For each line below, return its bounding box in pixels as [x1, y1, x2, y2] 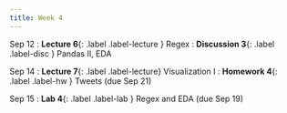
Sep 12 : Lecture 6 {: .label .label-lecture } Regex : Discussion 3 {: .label [9, 38, 275, 49]
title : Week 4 [9, 13, 64, 23]
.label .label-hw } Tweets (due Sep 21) [9, 75, 152, 87]
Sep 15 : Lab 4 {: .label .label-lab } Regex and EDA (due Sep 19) [9, 93, 244, 104]
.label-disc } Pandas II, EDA [9, 47, 112, 59]
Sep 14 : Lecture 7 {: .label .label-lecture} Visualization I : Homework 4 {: [9, 66, 278, 77]
